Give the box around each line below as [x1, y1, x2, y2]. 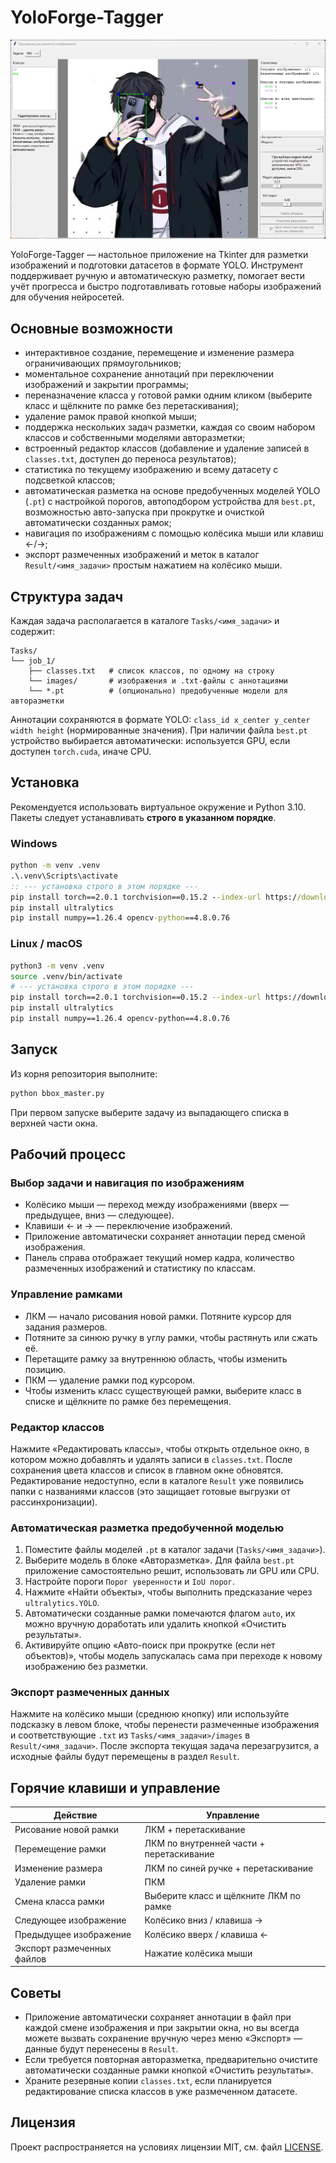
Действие [53, 1809, 98, 1821]
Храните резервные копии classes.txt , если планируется [24, 2075, 273, 2087]
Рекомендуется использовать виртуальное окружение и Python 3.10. [10, 801, 307, 813]
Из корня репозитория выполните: [10, 1067, 158, 1080]
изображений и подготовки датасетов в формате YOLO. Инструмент [10, 259, 304, 271]
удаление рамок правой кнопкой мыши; [24, 411, 198, 423]
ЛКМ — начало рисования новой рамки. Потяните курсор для [24, 1310, 292, 1322]
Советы [10, 1984, 62, 2001]
